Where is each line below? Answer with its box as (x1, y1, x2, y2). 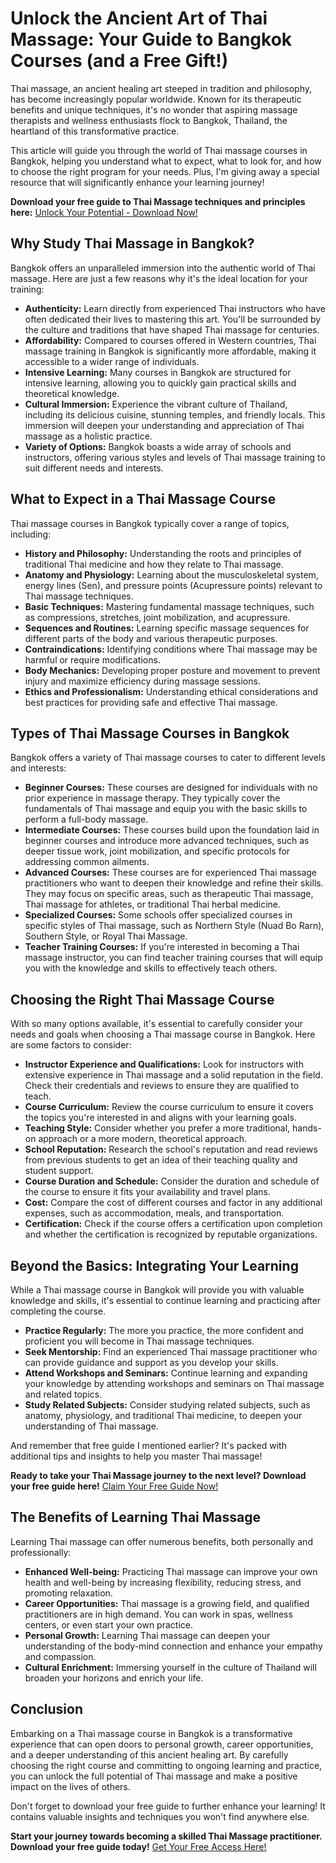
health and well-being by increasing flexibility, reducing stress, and (24, 1576, 302, 1588)
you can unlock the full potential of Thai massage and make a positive (10, 1770, 298, 1782)
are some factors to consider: (10, 1039, 132, 1051)
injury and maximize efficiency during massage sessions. (24, 675, 261, 687)
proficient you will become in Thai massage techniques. (24, 1335, 255, 1347)
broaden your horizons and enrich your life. (24, 1672, 204, 1684)
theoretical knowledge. (24, 387, 120, 399)
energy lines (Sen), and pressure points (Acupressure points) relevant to (24, 579, 323, 591)
